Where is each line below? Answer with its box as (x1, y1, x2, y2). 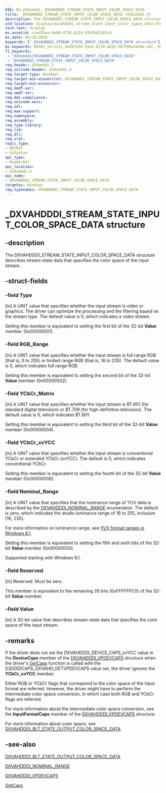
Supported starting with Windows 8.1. (5, 554, 82, 561)
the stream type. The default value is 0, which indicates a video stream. (5, 314, 151, 320)
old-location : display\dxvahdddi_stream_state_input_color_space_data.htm (5, 21, 163, 26)
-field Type (5, 292, 32, 299)
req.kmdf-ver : (5, 85, 35, 91)
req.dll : (5, 132, 23, 137)
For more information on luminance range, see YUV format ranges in (5, 525, 145, 531)
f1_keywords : (5, 49, 32, 54)
